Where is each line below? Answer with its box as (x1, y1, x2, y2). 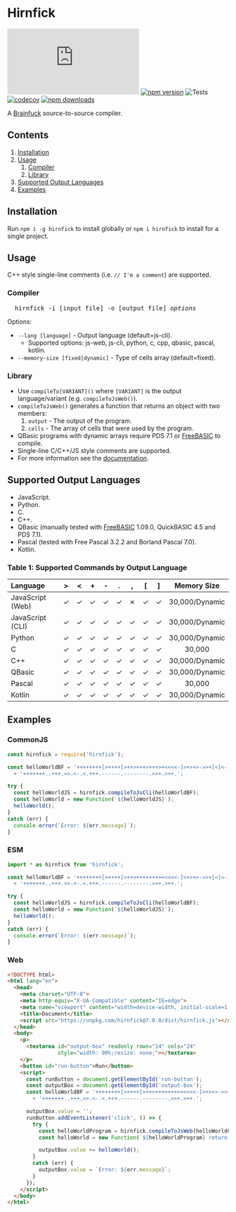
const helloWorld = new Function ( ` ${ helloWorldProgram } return (38, 1134, 228, 1141)
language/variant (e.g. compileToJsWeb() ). (17, 394, 138, 402)
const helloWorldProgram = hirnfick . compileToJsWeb (38, 1127, 193, 1135)
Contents (7, 129, 49, 141)
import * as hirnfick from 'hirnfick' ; (7, 861, 124, 868)
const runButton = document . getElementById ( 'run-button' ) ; (25, 1076, 202, 1083)
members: (17, 409, 47, 417)
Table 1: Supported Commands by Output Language (7, 562, 188, 572)
